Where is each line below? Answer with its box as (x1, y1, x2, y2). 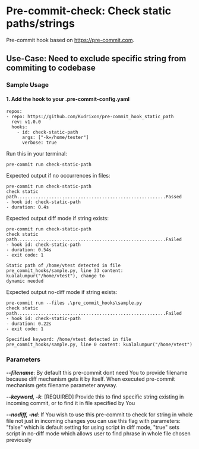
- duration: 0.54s (6, 247, 52, 253)
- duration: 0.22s (6, 321, 52, 327)
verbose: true (21, 140, 58, 146)
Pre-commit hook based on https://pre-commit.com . (6, 36, 135, 43)
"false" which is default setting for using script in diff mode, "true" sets (6, 423, 180, 431)
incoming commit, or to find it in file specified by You (6, 399, 135, 406)
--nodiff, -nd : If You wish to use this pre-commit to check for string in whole (6, 411, 193, 418)
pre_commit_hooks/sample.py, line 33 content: (6, 268, 124, 274)
